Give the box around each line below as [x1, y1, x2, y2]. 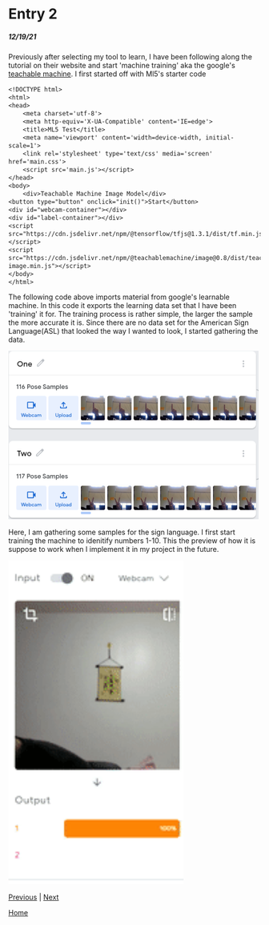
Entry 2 [8, 5, 58, 23]
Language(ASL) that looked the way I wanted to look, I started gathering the [8, 327, 259, 336]
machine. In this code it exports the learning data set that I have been [8, 301, 237, 310]
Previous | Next [8, 892, 59, 903]
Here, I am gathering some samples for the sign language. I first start [8, 527, 235, 538]
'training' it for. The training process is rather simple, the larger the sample [8, 310, 254, 319]
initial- [205, 134, 235, 142]
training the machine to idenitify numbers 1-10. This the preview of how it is [8, 536, 256, 546]
